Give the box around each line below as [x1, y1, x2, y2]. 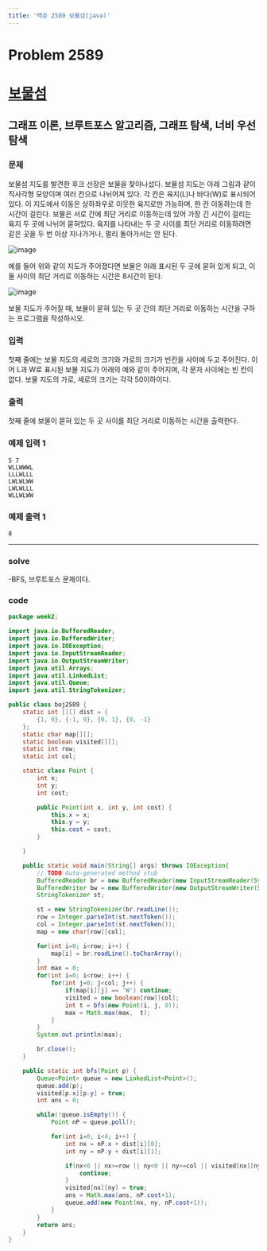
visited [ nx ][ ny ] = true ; [64, 1184, 148, 1192]
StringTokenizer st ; [37, 892, 105, 899]
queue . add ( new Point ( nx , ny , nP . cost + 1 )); [64, 1199, 208, 1207]
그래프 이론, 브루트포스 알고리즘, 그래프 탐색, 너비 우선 [8, 118, 257, 132]
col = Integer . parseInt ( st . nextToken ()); [37, 920, 176, 929]
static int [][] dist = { [22, 709, 109, 717]
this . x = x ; [50, 810, 91, 819]
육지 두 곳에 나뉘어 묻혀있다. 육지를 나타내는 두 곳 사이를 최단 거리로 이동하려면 [8, 219, 252, 228]
